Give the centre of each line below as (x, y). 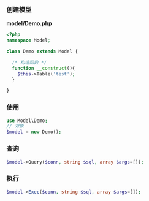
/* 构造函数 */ (29, 63)
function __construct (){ (44, 68)
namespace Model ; (29, 40)
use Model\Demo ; (27, 121)
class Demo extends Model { (42, 51)
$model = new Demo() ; (34, 132)
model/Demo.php (29, 23)
